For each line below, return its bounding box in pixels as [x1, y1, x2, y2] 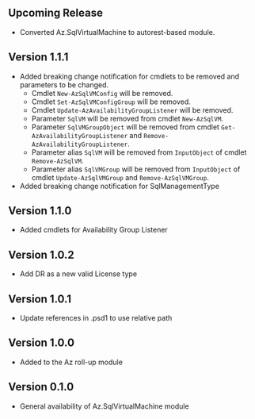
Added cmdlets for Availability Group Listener [19, 225, 168, 235]
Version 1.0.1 [8, 292, 72, 306]
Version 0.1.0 [8, 380, 74, 394]
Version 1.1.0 [8, 204, 72, 217]
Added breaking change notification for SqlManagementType [19, 181, 220, 190]
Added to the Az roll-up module [19, 357, 123, 367]
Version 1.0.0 [8, 336, 75, 350]
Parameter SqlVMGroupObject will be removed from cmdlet [31, 122, 220, 132]
